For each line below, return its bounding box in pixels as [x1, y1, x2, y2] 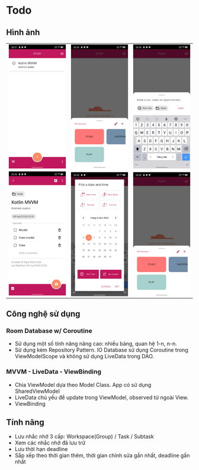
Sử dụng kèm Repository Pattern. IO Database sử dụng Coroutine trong [14, 346, 188, 354]
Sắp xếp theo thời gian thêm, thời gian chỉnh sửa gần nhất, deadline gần [14, 452, 190, 459]
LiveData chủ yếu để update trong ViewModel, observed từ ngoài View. [14, 393, 189, 401]
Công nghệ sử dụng [6, 309, 81, 319]
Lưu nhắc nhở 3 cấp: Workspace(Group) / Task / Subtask [14, 433, 154, 440]
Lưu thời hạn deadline [14, 446, 68, 453]
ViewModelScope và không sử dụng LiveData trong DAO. [14, 353, 155, 360]
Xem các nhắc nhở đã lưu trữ [14, 439, 86, 446]
